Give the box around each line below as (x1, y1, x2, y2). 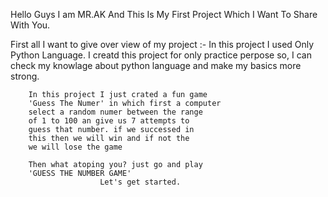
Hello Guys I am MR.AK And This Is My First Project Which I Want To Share (10, 9, 318, 20)
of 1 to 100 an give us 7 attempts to (28, 116, 190, 126)
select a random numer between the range (28, 107, 203, 117)
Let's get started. (99, 177, 182, 187)
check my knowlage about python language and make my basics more (10, 60, 302, 71)
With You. (10, 19, 51, 31)
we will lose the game (28, 142, 123, 152)
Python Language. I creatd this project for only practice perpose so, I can (10, 49, 312, 61)
